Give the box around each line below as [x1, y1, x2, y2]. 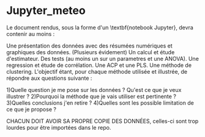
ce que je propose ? [6, 105, 57, 113]
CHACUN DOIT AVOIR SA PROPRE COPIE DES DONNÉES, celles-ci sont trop [6, 117, 199, 125]
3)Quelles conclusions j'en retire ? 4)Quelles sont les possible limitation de [6, 99, 194, 107]
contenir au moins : [6, 30, 55, 37]
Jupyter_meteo [6, 4, 86, 18]
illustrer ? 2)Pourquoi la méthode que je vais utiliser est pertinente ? [6, 93, 176, 100]
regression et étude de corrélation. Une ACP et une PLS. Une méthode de [6, 61, 192, 69]
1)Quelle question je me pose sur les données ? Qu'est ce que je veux [6, 86, 182, 93]
